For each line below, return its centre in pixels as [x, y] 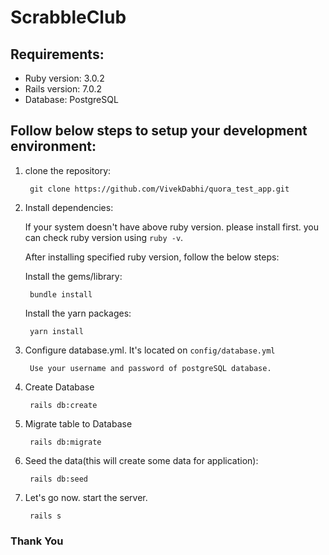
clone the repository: [68, 170]
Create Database [59, 387]
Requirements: [57, 54]
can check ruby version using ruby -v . [104, 237]
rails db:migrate [65, 442]
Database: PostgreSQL [71, 99]
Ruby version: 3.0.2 [64, 78]
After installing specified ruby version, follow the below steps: [152, 257]
